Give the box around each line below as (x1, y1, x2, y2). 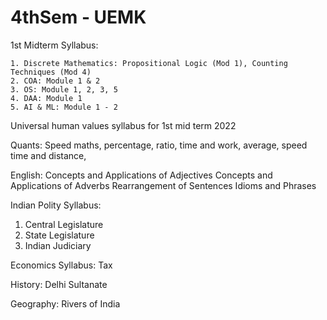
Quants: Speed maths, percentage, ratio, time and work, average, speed (10, 139, 308, 151)
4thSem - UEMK (10, 6, 147, 29)
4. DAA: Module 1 (10, 93, 83, 103)
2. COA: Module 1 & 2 (10, 76, 101, 86)
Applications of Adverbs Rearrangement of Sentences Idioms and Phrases (10, 179, 317, 191)
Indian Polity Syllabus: (10, 199, 102, 211)
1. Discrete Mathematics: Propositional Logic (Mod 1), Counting (10, 58, 288, 68)
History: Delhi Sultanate (10, 278, 108, 290)
